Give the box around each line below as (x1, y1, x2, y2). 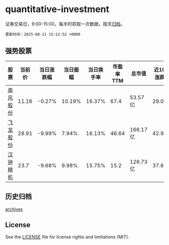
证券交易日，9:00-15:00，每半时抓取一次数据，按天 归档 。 (5, 21, 125, 27)
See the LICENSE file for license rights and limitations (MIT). (5, 234, 130, 240)
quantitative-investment (5, 4, 110, 15)
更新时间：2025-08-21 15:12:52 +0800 (5, 32, 80, 37)
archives (5, 206, 23, 212)
